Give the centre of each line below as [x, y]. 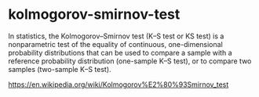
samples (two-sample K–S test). [60, 69]
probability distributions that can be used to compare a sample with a [120, 52]
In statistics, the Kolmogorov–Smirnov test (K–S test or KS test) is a [116, 36]
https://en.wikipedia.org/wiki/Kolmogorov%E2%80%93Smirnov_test [119, 84]
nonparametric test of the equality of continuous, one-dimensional [116, 44]
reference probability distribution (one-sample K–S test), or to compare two [130, 61]
